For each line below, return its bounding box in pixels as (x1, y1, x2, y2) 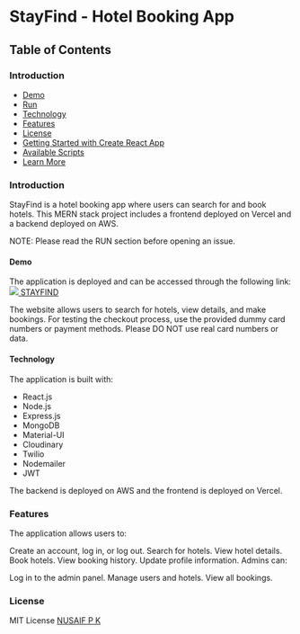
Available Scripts (22, 147, 85, 157)
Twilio (22, 448, 45, 460)
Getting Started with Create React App (22, 137, 164, 147)
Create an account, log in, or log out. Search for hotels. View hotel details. (9, 545, 283, 556)
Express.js (22, 410, 61, 421)
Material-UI (22, 429, 65, 440)
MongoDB (22, 420, 60, 431)
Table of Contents (9, 42, 112, 58)
